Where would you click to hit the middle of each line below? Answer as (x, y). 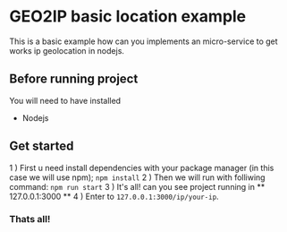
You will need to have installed (65, 100)
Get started (42, 146)
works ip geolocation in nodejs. (67, 50)
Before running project (74, 79)
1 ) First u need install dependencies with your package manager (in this (142, 168)
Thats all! (30, 219)
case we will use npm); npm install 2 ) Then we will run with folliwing (137, 177)
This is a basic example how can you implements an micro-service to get (144, 41)
